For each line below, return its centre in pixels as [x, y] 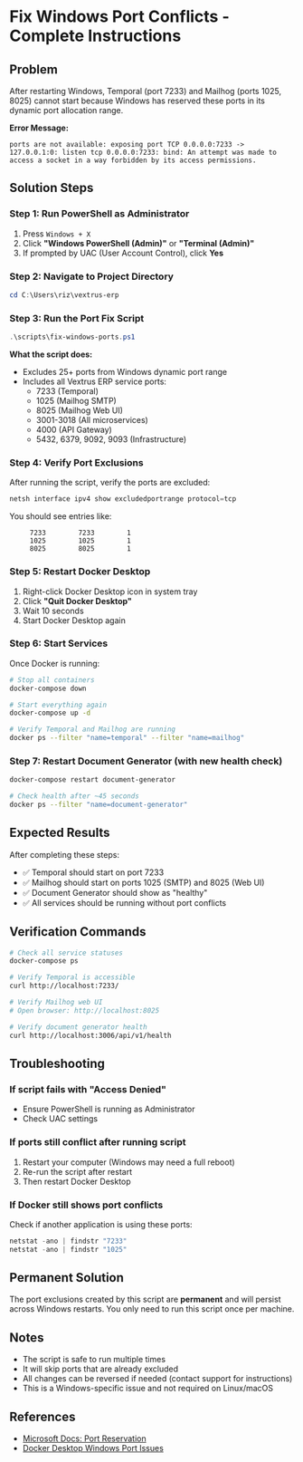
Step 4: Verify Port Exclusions [76, 462]
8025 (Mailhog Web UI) [80, 410]
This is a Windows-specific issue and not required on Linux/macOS [148, 1389]
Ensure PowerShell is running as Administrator [109, 1109]
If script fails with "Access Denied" [88, 1089]
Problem [34, 69]
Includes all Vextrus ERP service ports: [95, 381]
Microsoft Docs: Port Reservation [84, 1438]
